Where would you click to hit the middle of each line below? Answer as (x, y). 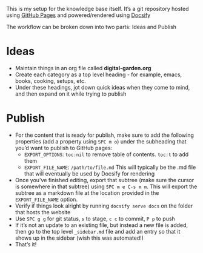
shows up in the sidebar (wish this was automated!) (79, 238)
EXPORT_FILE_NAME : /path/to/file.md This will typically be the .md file (110, 167)
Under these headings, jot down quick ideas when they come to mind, (102, 87)
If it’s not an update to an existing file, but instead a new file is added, (101, 225)
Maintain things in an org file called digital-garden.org (83, 68)
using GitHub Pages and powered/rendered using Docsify (78, 15)
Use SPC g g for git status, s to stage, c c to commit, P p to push (95, 218)
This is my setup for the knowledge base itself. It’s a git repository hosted (98, 9)
